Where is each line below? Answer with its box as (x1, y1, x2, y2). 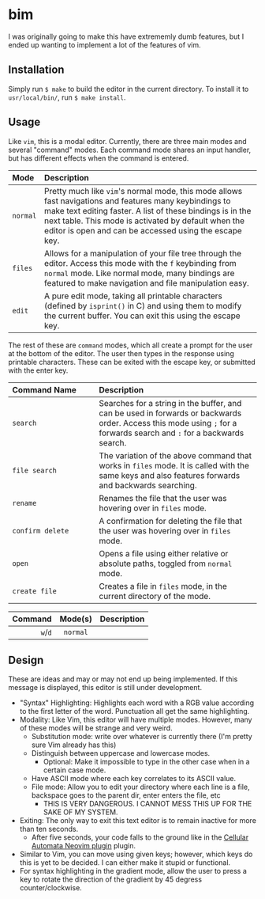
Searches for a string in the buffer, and (99, 397, 242, 408)
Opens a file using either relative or (99, 548, 229, 559)
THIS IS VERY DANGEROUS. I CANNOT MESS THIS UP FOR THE (43, 799, 252, 809)
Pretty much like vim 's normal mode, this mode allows (44, 185, 243, 196)
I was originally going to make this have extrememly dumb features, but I (8, 32, 244, 41)
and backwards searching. (99, 480, 197, 491)
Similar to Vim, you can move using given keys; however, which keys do (19, 849, 253, 859)
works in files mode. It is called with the (99, 460, 250, 471)
